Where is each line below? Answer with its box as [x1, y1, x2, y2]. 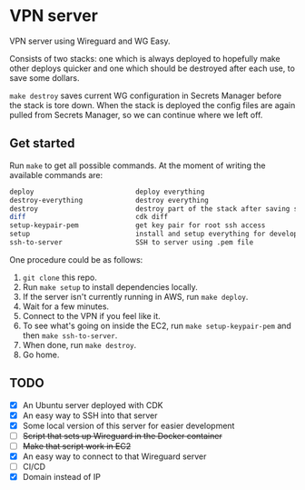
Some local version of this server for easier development [22, 420, 235, 431]
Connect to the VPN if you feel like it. [22, 310, 161, 321]
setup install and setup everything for [9, 229, 266, 239]
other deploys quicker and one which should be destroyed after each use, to [9, 63, 295, 74]
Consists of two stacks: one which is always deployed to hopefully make [9, 53, 281, 64]
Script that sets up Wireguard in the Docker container [22, 430, 222, 441]
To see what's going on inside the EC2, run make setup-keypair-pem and [22, 320, 292, 331]
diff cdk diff [9, 213, 169, 222]
